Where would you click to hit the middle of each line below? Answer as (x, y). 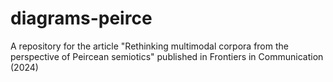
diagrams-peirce (81, 18)
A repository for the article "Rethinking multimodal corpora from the (149, 46)
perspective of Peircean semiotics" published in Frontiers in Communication (167, 56)
